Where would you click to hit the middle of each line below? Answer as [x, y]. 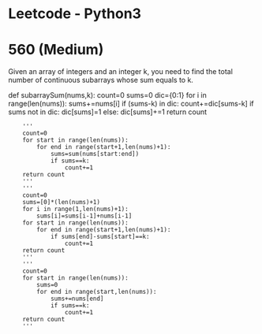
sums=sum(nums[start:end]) [95, 154]
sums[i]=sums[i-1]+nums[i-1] [84, 216]
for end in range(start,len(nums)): [97, 292]
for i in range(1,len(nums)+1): [75, 210]
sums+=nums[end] [77, 299]
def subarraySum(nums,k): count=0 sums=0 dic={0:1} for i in [107, 95]
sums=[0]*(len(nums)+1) [62, 202]
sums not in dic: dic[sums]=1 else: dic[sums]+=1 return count [108, 112]
